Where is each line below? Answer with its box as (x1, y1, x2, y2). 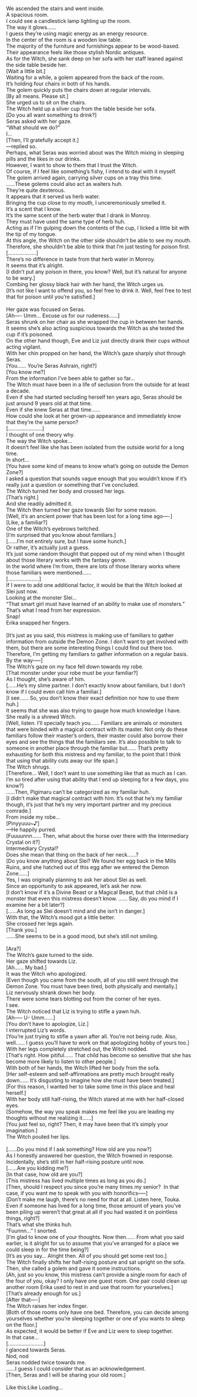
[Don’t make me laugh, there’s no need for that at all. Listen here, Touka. (6, 1196, 181, 1203)
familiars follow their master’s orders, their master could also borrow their (6, 732, 184, 739)
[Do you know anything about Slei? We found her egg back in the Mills (6, 857, 176, 864)
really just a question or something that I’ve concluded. (6, 481, 139, 488)
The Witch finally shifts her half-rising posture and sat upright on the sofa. (6, 1258, 185, 1265)
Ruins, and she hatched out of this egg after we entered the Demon (6, 864, 169, 871)
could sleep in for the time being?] (6, 1246, 89, 1253)
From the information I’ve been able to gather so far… (6, 375, 135, 382)
